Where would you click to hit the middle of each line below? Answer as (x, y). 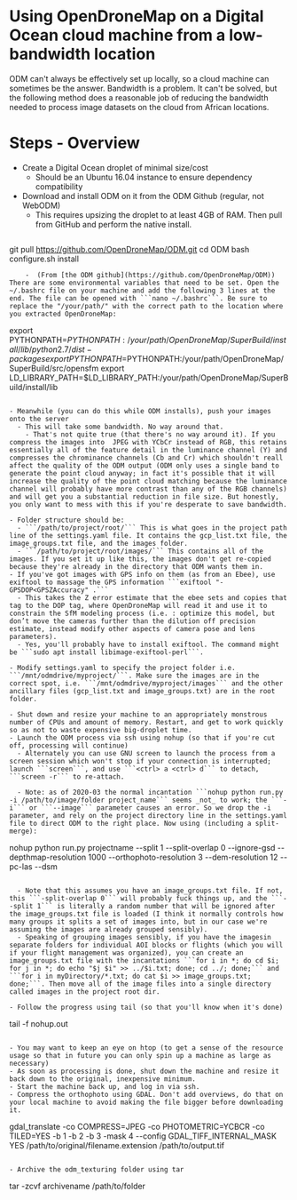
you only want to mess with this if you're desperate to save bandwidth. (148, 504)
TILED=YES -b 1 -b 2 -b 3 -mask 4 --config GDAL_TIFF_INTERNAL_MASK (143, 1136)
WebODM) (41, 205)
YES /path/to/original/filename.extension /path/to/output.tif (117, 1145)
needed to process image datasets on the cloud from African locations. (139, 107)
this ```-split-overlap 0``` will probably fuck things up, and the (138, 898)
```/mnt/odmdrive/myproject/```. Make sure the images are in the (134, 676)
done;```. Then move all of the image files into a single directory (141, 984)
